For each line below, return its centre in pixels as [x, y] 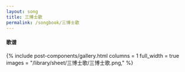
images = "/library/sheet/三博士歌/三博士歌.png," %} [70, 63]
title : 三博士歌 [24, 17]
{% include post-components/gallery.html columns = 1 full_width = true [92, 55]
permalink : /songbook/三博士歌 [43, 22]
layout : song [22, 12]
